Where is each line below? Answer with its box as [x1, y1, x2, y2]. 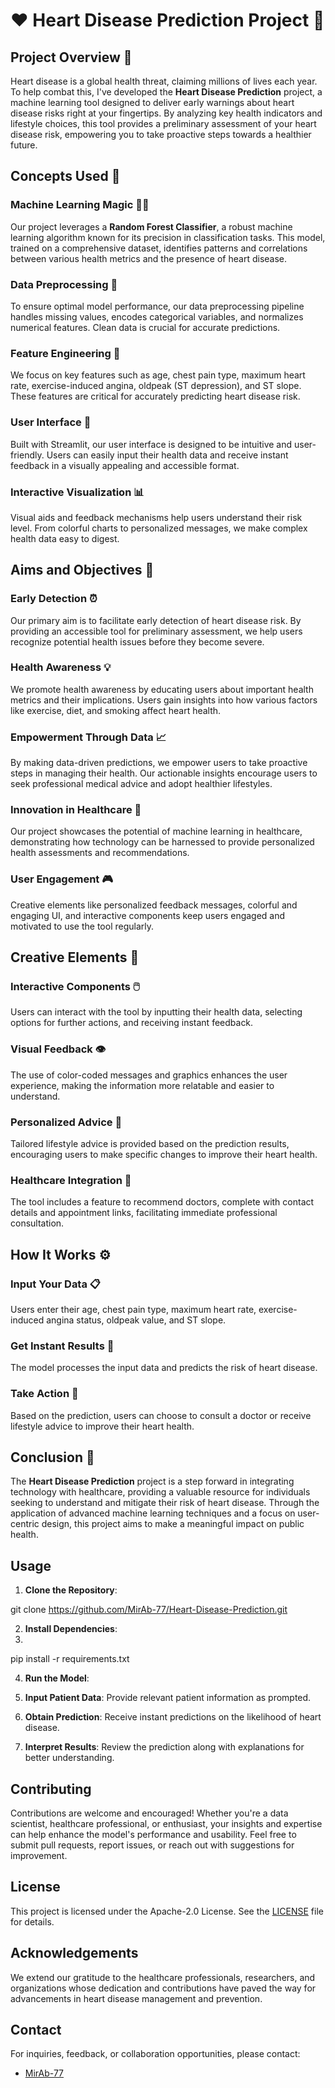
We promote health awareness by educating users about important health [10, 683, 314, 695]
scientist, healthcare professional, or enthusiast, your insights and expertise [10, 1818, 323, 1830]
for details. [10, 1915, 55, 1928]
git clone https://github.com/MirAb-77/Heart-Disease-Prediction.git [10, 1604, 288, 1616]
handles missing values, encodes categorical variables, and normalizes [10, 310, 304, 323]
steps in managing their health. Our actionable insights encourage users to [10, 767, 318, 779]
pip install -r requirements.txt [10, 1653, 130, 1665]
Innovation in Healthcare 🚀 [10, 803, 142, 817]
